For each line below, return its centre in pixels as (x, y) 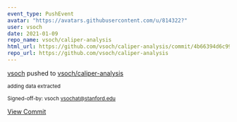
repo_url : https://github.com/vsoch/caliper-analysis (88, 54)
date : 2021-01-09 (33, 33)
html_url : (22, 47)
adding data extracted (34, 86)
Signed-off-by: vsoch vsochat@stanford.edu (62, 98)
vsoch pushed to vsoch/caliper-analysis (65, 73)
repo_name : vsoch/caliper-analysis (60, 40)
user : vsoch (25, 27)
